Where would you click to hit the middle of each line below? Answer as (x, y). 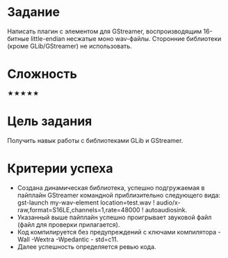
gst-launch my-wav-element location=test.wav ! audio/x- (99, 203)
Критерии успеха (60, 169)
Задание (34, 12)
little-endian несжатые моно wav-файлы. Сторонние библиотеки (126, 38)
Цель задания (50, 121)
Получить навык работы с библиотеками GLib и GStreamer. (95, 140)
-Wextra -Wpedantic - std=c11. (75, 239)
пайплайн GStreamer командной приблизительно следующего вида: (119, 195)
